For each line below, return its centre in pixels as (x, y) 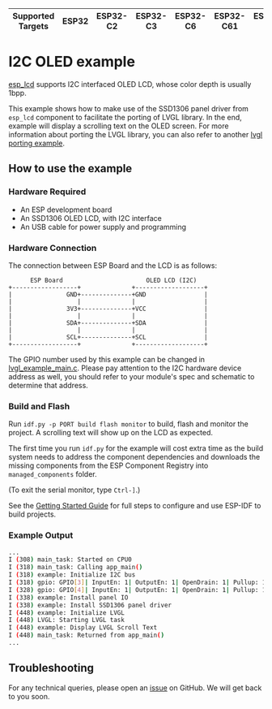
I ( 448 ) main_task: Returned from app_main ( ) (86, 636)
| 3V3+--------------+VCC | (108, 309)
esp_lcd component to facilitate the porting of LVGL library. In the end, (125, 117)
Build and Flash (39, 406)
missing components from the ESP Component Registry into (108, 465)
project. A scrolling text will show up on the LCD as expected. (110, 433)
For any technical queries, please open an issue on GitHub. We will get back (135, 687)
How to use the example (70, 169)
